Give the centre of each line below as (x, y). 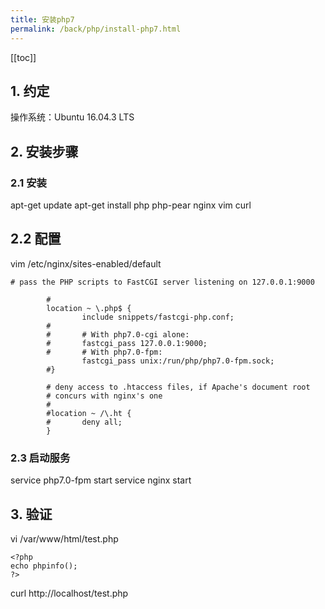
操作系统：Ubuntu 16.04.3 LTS (72, 117)
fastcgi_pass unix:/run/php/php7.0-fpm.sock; (178, 361)
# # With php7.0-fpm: (104, 352)
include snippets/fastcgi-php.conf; (158, 317)
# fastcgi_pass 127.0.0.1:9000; (127, 343)
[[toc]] (23, 57)
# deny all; (84, 422)
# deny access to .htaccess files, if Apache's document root (178, 387)
